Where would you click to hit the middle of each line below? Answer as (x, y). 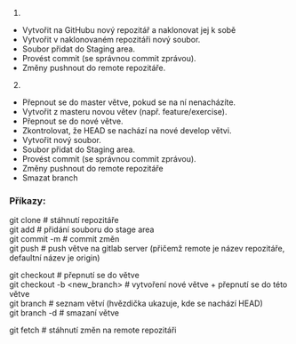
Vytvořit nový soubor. (62, 140)
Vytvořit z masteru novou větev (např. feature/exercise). (124, 112)
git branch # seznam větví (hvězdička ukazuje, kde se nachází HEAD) (136, 304)
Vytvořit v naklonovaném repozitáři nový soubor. (111, 40)
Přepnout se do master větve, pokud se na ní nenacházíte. (129, 102)
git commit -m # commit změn (64, 239)
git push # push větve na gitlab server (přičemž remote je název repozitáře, (147, 249)
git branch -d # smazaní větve (64, 313)
